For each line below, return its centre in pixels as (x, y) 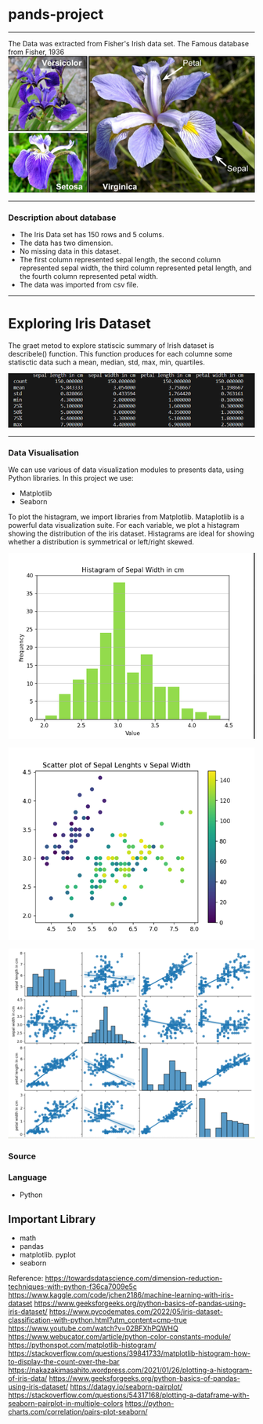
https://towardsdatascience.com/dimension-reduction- (134, 1279)
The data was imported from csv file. (79, 285)
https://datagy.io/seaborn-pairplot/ (126, 1387)
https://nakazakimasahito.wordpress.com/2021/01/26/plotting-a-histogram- (130, 1370)
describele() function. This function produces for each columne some (121, 353)
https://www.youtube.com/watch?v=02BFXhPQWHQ (93, 1328)
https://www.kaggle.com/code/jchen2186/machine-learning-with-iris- (121, 1295)
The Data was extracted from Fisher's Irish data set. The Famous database (128, 43)
